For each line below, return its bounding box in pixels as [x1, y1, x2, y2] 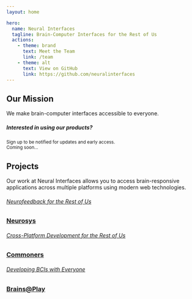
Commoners [6, 251, 44, 259]
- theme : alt [17, 59, 51, 66]
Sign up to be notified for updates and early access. [6, 139, 116, 145]
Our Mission [6, 93, 54, 104]
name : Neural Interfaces [12, 26, 75, 32]
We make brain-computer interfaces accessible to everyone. [6, 110, 159, 117]
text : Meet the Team [22, 48, 75, 55]
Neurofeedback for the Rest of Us [6, 198, 92, 205]
